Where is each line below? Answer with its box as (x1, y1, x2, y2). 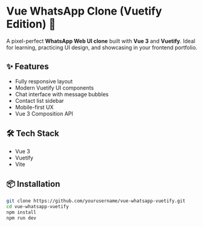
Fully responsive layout (15, 77, 73, 85)
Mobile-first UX (15, 103, 54, 111)
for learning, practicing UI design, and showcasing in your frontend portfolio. (6, 44, 198, 51)
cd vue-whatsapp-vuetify (6, 204, 69, 210)
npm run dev (6, 215, 36, 221)
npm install (6, 209, 36, 215)
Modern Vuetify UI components (15, 84, 94, 91)
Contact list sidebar (15, 97, 64, 104)
